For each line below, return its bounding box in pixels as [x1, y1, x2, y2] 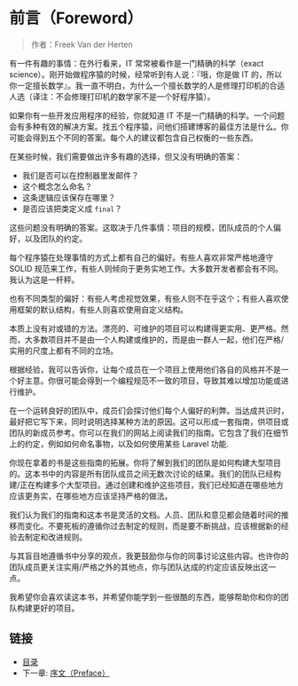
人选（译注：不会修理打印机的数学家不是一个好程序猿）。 [9, 91, 216, 102]
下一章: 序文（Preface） [21, 667, 110, 678]
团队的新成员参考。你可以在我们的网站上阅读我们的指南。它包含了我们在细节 [9, 427, 289, 438]
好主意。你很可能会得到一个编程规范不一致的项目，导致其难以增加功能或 [16, 375, 281, 386]
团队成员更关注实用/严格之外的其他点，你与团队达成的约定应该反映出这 [9, 561, 269, 572]
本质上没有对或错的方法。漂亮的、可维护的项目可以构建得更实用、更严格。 [9, 323, 281, 334]
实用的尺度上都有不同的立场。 [9, 345, 118, 356]
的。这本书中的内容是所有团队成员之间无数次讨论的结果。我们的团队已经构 [9, 468, 281, 479]
